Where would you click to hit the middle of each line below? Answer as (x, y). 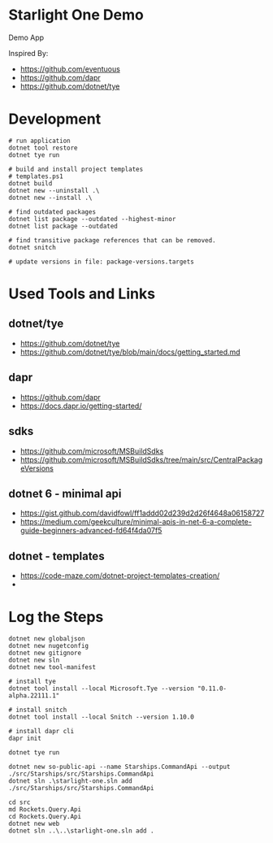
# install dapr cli (41, 732)
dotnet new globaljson (47, 639)
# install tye (32, 682)
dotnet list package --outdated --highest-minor (92, 219)
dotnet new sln (34, 660)
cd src (19, 802)
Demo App (26, 37)
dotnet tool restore (43, 148)
